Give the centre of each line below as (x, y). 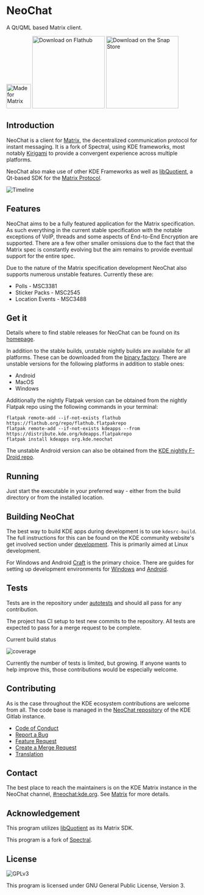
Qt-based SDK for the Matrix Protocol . (54, 178)
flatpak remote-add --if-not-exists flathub (64, 418)
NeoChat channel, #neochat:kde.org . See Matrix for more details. (88, 794)
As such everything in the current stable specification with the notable (94, 230)
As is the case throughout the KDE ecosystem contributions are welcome (98, 703)
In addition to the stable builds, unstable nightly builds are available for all (98, 351)
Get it (17, 318)
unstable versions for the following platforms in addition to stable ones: (95, 364)
